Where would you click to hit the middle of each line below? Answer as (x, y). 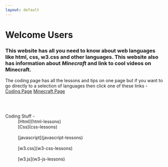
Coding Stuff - (20, 116)
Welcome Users (39, 35)
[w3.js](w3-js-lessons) (42, 159)
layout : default (22, 10)
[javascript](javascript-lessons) (50, 138)
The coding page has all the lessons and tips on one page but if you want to (84, 81)
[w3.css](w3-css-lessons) (45, 148)
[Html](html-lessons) (40, 122)
